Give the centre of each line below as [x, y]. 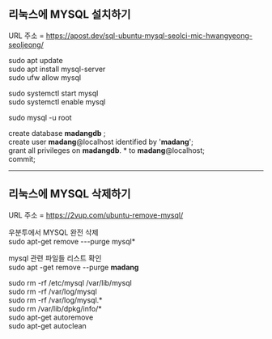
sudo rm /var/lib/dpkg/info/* [55, 308]
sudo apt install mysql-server [57, 69]
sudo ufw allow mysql [45, 77]
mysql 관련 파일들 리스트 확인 [55, 258]
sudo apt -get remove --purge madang [74, 267]
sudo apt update [36, 60]
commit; [22, 159]
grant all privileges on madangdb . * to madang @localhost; [106, 150]
